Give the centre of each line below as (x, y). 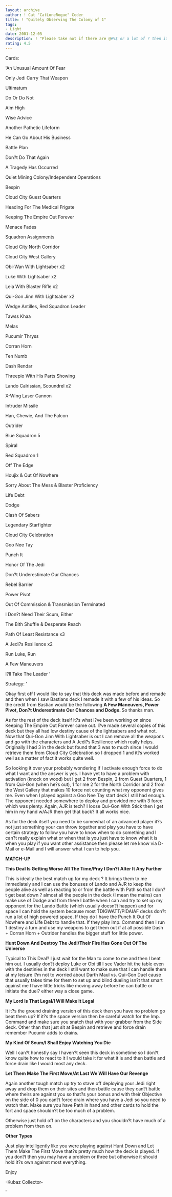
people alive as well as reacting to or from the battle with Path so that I (80, 889)
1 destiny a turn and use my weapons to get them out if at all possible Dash (84, 927)
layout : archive (23, 10)
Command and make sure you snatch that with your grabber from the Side (84, 1022)
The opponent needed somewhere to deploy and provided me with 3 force (84, 801)
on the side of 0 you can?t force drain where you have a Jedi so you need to (86, 1100)
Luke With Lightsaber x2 (31, 276)
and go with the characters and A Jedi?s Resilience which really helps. (80, 742)
